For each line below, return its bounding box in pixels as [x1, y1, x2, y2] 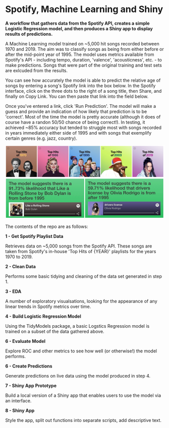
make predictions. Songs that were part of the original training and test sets [5, 62, 162, 68]
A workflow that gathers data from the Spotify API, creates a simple [5, 20, 150, 26]
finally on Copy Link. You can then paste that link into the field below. [5, 93, 149, 99]
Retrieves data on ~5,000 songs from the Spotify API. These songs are [5, 243, 152, 249]
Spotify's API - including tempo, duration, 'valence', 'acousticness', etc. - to [5, 56, 162, 63]
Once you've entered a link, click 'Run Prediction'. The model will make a [5, 103, 156, 109]
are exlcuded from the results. [5, 67, 68, 74]
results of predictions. [5, 31, 53, 37]
